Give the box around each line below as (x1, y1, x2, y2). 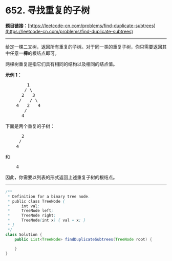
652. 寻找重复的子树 (5, 5, 91, 16)
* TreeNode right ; (7, 213, 56, 218)
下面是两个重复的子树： (5, 123, 55, 129)
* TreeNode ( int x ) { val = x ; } (7, 218, 86, 223)
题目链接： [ (5, 23, 30, 29)
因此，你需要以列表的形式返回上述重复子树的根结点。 (5, 174, 118, 180)
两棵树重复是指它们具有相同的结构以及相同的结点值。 (5, 61, 118, 67)
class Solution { (5, 232, 42, 237)
